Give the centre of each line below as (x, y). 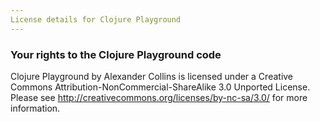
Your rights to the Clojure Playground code (116, 54)
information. (35, 108)
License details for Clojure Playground (96, 19)
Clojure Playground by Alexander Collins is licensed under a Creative (152, 76)
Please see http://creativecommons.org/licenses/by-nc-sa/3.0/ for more (159, 97)
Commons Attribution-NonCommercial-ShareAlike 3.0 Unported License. (160, 87)
